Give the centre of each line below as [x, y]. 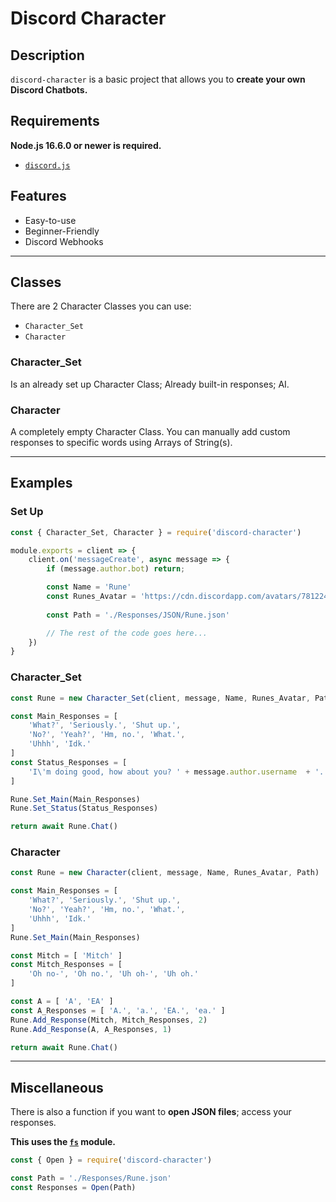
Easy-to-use [50, 220]
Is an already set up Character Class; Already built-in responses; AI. [150, 384]
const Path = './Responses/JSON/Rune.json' [138, 615]
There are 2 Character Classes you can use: [101, 306]
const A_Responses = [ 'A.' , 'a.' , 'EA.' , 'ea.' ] [118, 1010]
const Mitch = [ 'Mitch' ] [66, 955]
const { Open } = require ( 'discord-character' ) [111, 1160]
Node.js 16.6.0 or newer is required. [86, 145]
